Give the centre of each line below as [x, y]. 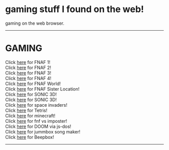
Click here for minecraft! [30, 116]
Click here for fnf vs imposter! [36, 121]
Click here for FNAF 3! [28, 73]
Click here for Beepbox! [30, 137]
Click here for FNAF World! [33, 84]
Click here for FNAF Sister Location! [42, 89]
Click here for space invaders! [36, 105]
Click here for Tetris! [26, 110]
